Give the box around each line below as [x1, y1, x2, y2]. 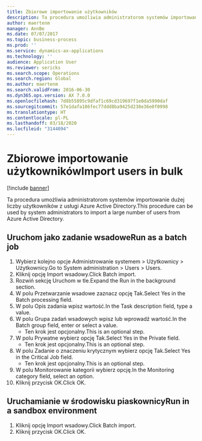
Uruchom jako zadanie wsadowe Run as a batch [7, 232, 188, 243]
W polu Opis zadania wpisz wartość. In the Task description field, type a [15, 302, 192, 310]
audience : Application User [7, 59, 77, 65]
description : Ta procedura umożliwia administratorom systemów [7, 14, 168, 20]
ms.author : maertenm [7, 82, 59, 88]
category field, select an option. [15, 373, 95, 380]
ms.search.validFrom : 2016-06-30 [7, 87, 91, 93]
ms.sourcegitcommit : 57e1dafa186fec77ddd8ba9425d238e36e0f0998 [7, 103, 168, 110]
